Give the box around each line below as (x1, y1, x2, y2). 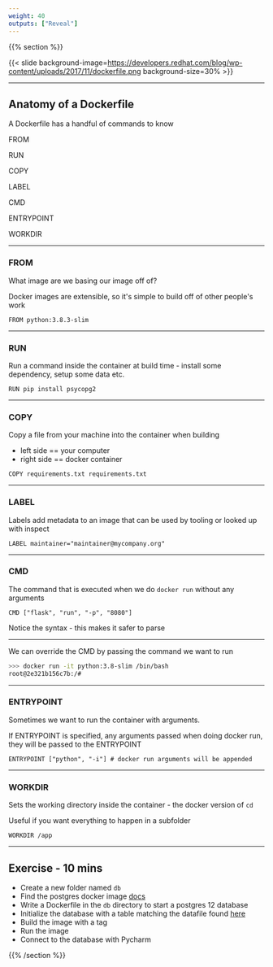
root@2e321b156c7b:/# (8, 669, 82, 677)
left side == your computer (19, 446, 110, 455)
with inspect (8, 524, 50, 534)
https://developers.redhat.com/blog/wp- (107, 58, 243, 68)
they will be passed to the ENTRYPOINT (8, 739, 142, 749)
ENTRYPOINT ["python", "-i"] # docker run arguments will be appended (8, 755, 253, 763)
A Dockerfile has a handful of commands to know (8, 119, 175, 128)
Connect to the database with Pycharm (19, 934, 152, 944)
